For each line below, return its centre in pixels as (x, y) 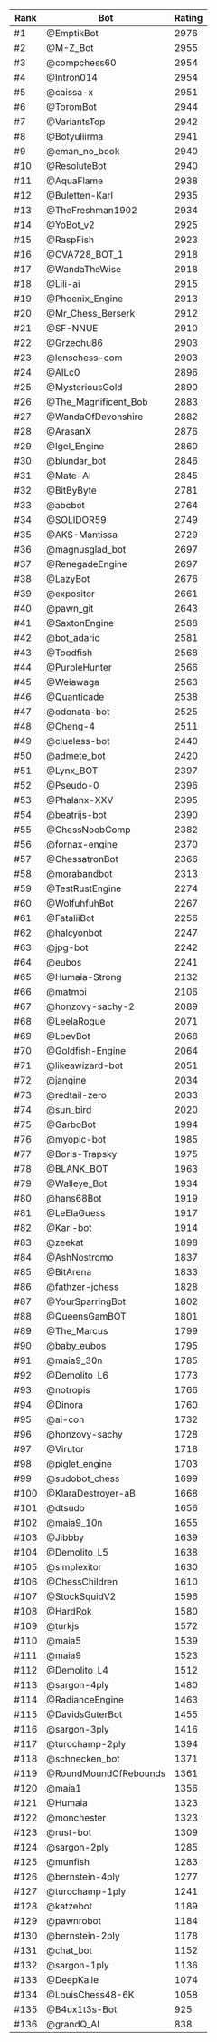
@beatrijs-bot (76, 815)
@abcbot (66, 505)
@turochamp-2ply (86, 1744)
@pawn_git (70, 609)
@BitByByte (71, 491)
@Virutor (65, 1449)
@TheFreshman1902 (92, 210)
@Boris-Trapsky (82, 1154)
